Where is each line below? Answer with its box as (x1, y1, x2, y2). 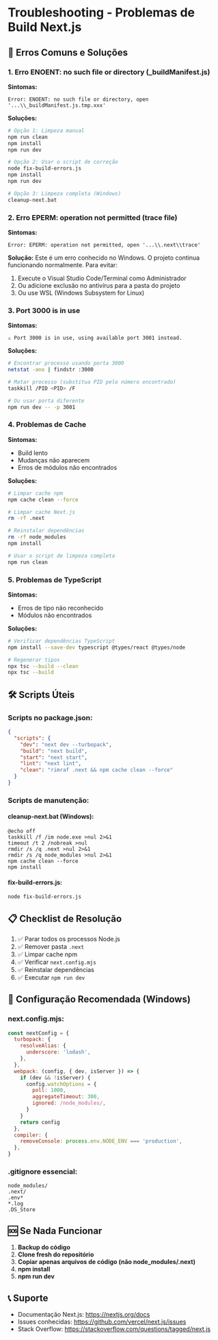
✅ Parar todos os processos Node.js (17, 934, 120, 943)
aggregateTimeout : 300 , (32, 1093, 100, 1100)
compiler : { (14, 1132, 49, 1139)
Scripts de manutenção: (8, 795, 90, 805)
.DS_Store (8, 1206, 36, 1213)
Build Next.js (8, 19, 82, 35)
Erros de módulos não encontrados (17, 463, 118, 471)
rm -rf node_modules (8, 534, 67, 541)
